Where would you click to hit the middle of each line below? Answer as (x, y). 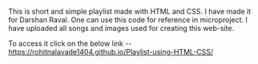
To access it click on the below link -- (70, 43)
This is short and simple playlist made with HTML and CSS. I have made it (130, 11)
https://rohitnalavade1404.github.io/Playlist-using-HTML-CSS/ (111, 52)
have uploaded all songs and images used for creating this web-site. (121, 28)
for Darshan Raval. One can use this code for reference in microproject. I (128, 20)
